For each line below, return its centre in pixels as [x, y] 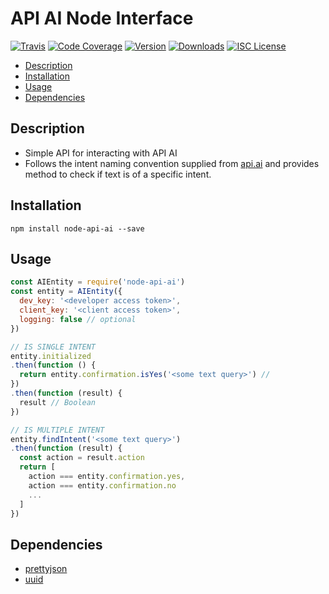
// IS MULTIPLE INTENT [57, 430]
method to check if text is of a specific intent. [118, 174]
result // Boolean [58, 402]
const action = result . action [82, 458]
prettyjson [46, 569]
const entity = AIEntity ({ [66, 292]
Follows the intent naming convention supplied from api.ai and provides [172, 163]
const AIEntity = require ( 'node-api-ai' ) [98, 282]
